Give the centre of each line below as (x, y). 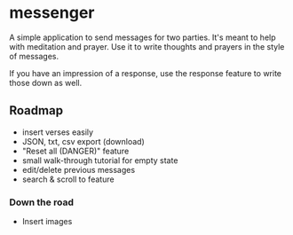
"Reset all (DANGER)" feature (75, 151)
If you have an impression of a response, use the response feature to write (146, 73)
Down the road (41, 202)
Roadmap (36, 110)
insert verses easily (58, 132)
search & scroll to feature (68, 179)
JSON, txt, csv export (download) (83, 141)
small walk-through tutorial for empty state (100, 160)
